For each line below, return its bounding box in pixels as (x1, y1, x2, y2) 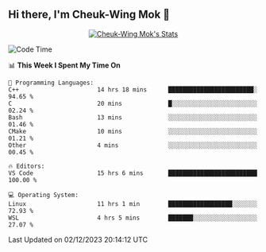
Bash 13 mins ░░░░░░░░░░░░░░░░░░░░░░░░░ (8, 113, 258, 122)
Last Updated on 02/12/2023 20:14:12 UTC (8, 235, 148, 244)
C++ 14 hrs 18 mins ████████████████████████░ (8, 85, 258, 94)
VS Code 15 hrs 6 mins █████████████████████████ (8, 169, 258, 177)
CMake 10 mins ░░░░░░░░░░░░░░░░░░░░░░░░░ (8, 127, 258, 135)
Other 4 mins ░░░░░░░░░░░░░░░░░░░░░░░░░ (8, 141, 258, 149)
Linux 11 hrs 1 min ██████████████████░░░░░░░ (8, 200, 258, 207)
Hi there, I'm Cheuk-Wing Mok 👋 (8, 8, 171, 21)
